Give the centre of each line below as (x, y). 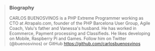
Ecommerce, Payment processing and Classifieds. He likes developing (80, 34)
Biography (22, 8)
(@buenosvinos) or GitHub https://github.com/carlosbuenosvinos (75, 44)
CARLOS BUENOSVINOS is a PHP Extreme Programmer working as (76, 18)
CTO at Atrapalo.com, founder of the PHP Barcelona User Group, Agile (80, 23)
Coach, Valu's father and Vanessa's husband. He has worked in (73, 28)
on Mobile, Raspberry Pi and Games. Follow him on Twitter (68, 38)
